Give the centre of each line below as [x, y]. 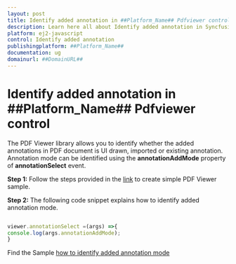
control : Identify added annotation [61, 40]
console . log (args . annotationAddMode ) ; [64, 233]
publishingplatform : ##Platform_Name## [66, 46]
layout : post [26, 14]
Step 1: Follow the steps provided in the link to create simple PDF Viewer [112, 179]
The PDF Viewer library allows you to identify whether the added [101, 143]
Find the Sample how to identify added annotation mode [88, 253]
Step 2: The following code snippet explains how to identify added [104, 200]
